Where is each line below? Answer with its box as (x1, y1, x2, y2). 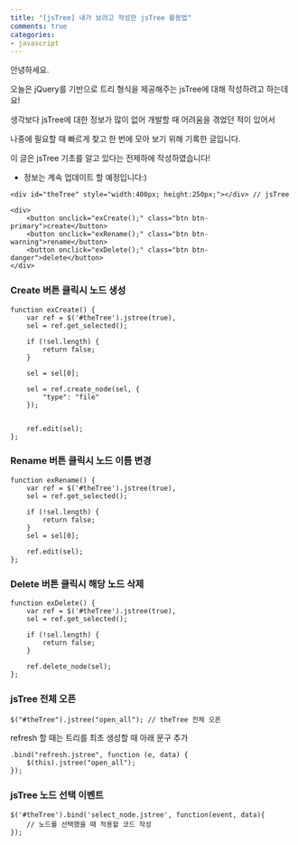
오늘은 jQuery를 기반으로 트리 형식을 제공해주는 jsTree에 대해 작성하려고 (10, 83, 265, 95)
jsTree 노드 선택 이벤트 (10, 789, 105, 802)
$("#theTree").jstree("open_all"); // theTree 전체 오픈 (10, 715, 222, 725)
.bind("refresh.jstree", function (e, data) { (10, 751, 189, 760)
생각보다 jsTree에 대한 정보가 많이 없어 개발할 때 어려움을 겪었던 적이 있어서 (10, 114, 276, 125)
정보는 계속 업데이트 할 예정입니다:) (23, 172, 147, 183)
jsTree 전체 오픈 (10, 693, 77, 706)
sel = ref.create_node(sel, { (26, 384, 141, 394)
